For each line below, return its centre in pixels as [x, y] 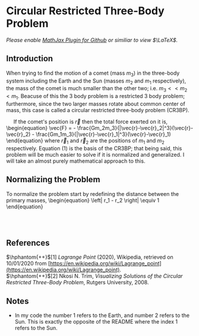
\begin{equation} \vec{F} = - [41, 128]
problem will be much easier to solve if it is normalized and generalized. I [95, 154]
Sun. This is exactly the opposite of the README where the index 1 [96, 322]
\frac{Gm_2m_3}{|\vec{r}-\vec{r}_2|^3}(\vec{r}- [135, 128]
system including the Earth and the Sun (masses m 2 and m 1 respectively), [96, 81]
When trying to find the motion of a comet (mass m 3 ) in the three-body [93, 74]
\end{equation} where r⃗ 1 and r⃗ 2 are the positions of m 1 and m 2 [85, 141]
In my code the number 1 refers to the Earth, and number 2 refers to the [102, 315]
